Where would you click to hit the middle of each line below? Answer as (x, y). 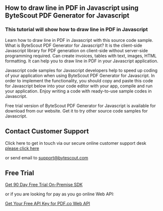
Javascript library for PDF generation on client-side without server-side (77, 50)
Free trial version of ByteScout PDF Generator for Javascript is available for (81, 105)
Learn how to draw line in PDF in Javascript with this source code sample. (79, 40)
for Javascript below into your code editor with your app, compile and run (79, 86)
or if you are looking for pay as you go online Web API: (60, 194)
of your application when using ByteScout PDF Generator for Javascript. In (80, 76)
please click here (22, 148)
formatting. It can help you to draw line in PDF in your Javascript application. (82, 61)
